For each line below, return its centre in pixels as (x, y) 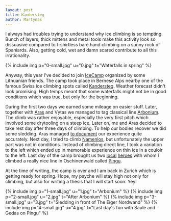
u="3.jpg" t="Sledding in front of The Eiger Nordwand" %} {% (93, 202)
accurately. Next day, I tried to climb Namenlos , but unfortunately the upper (85, 139)
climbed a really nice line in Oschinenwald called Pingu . (64, 161)
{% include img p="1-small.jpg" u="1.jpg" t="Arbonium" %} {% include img (84, 191)
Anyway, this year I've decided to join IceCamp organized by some (75, 75)
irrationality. (18, 56)
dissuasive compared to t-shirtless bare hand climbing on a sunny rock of (83, 45)
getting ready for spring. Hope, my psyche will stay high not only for (77, 176)
